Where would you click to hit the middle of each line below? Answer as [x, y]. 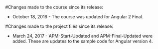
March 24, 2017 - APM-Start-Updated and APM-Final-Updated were [82, 36]
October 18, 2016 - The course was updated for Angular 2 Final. [78, 17]
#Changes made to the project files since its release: [59, 26]
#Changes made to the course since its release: [54, 7]
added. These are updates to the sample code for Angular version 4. [82, 41]
